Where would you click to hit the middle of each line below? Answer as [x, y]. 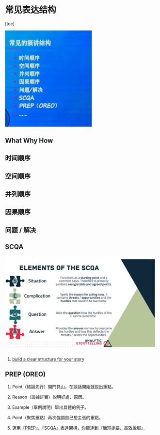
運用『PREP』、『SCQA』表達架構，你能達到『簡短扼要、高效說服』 [79, 428]
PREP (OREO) [25, 374]
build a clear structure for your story [48, 359]
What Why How [29, 140]
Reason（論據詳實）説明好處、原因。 [49, 397]
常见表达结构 [31, 10]
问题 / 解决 [21, 230]
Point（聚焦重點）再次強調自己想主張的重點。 [57, 418]
